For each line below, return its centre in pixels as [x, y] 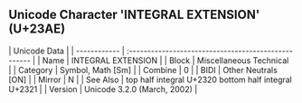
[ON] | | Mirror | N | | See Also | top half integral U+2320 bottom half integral [151, 80]
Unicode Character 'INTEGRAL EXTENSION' [134, 15]
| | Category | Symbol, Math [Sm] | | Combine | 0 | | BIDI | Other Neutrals [143, 70]
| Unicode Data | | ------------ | [67, 51]
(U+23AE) [37, 29]
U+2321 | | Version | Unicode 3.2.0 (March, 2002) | [103, 89]
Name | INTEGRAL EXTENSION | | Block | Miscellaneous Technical [165, 60]
